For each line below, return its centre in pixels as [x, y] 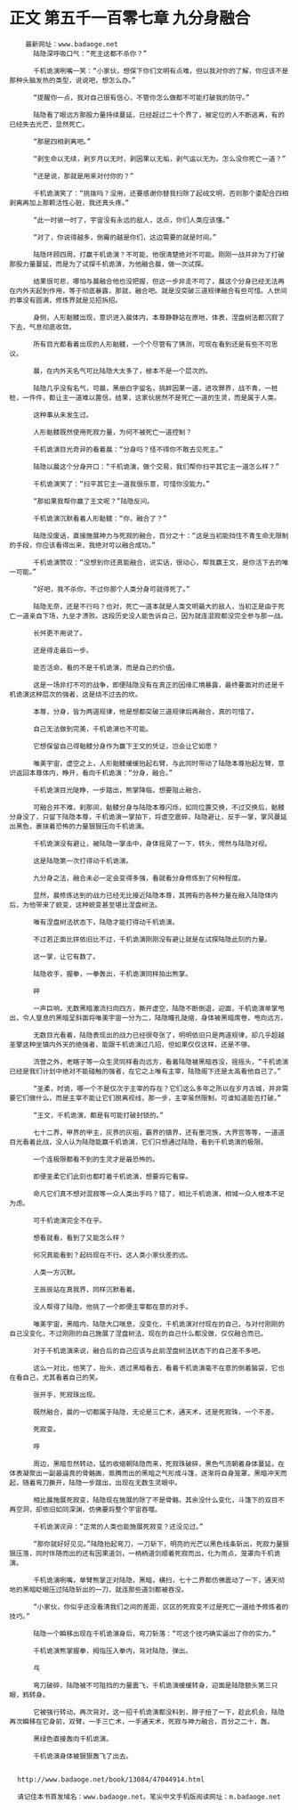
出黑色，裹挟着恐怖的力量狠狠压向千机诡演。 [79, 826]
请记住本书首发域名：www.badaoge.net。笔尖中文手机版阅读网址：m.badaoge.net [149, 1797]
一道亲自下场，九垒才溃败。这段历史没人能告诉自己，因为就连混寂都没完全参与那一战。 [151, 616]
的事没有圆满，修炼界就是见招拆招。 [66, 300]
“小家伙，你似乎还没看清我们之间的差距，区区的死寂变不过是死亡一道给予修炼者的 [161, 1607]
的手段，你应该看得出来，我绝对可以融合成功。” [82, 545]
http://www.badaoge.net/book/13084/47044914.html [111, 1779]
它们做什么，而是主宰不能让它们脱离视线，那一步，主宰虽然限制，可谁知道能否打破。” [149, 1098]
